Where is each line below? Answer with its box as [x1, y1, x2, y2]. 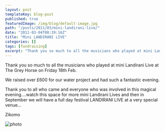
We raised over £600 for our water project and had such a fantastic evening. [5, 77, 160, 83]
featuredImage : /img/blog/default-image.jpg [5, 21, 98, 26]
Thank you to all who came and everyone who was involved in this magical [5, 86, 156, 92]
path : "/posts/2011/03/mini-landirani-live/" [5, 26, 100, 31]
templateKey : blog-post [5, 12, 54, 17]
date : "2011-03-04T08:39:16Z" [5, 30, 67, 35]
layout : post [5, 7, 32, 12]
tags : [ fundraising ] [5, 44, 48, 49]
